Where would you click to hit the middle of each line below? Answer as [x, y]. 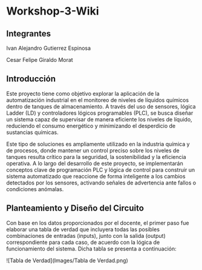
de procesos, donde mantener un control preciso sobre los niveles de [93, 150]
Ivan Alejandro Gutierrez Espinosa [49, 48]
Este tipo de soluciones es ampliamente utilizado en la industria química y [98, 144]
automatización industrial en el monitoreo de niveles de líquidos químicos [98, 100]
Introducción [31, 79]
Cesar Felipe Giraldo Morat [40, 60]
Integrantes [29, 34]
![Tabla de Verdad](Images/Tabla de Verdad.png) [67, 260]
